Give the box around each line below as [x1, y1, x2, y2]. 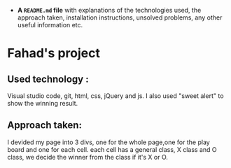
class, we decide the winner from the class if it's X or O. [7, 153, 168, 161]
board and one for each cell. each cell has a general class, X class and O [7, 145, 217, 153]
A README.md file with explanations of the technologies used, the [17, 6, 202, 14]
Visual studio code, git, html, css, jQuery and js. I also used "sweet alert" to [7, 92, 224, 100]
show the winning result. [7, 99, 78, 107]
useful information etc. [17, 21, 83, 29]
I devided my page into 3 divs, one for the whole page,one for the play [7, 138, 210, 146]
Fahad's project [7, 45, 100, 62]
